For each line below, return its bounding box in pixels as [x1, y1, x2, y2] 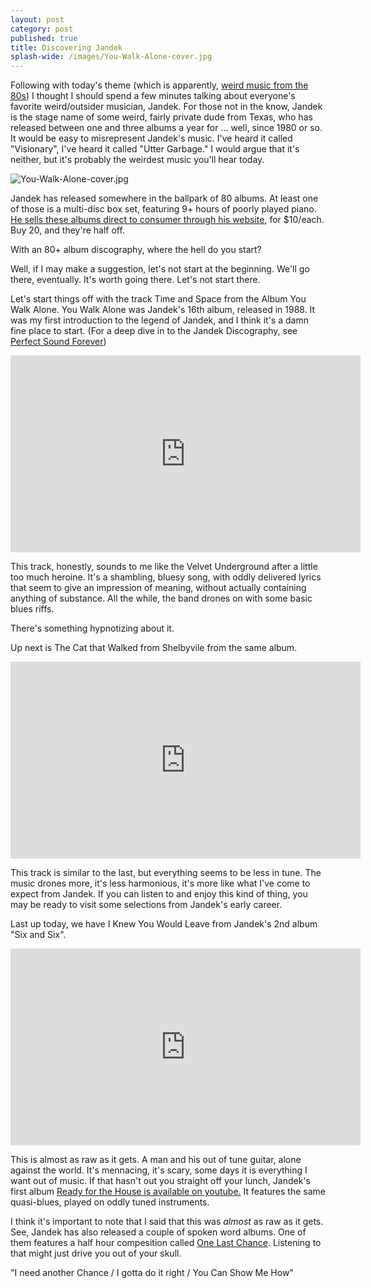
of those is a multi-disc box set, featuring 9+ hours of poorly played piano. [10, 203, 317, 215]
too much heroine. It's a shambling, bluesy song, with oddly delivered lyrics [10, 571, 322, 583]
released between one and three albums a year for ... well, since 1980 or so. [10, 122, 323, 134]
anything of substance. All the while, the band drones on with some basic [10, 592, 313, 605]
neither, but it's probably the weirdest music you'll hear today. [10, 154, 265, 166]
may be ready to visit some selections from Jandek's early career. [10, 899, 283, 911]
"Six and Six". [10, 929, 67, 941]
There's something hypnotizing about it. [10, 622, 175, 635]
